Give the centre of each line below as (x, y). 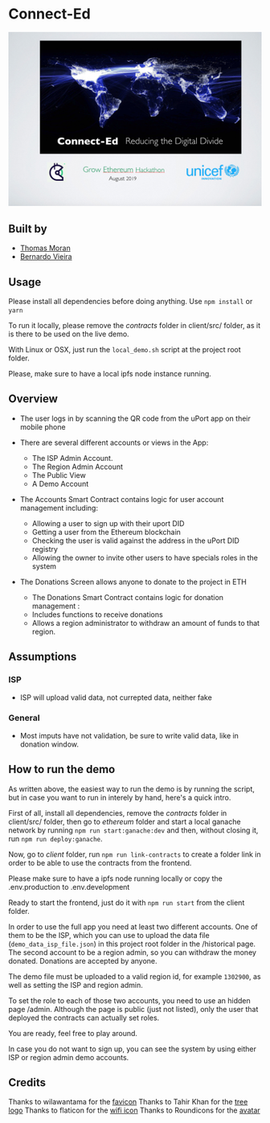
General (24, 718)
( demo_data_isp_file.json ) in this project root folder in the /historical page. (132, 944)
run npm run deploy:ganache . (55, 838)
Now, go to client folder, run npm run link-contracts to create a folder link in (135, 854)
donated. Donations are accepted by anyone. (83, 961)
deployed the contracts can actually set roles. (84, 1018)
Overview (33, 399)
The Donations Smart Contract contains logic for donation (127, 597)
